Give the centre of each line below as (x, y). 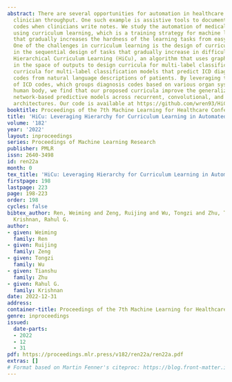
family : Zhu (31, 278)
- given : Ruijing (32, 245)
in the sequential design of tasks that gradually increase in (106, 53)
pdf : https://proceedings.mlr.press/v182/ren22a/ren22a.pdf (96, 355)
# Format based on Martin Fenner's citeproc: (74, 367)
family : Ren (31, 239)
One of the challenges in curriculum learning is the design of (108, 46)
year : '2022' (26, 129)
